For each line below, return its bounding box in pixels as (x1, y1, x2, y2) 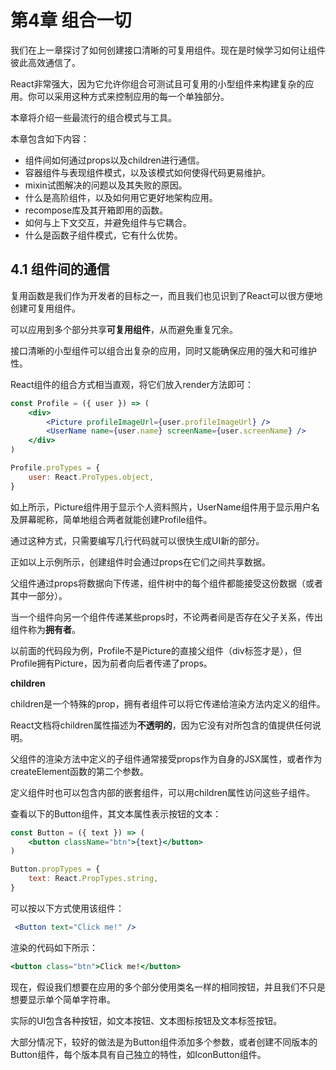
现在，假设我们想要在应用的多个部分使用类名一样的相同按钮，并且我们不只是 (10, 981, 326, 993)
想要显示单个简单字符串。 (10, 993, 116, 1005)
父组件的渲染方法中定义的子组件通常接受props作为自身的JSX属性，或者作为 (10, 752, 323, 765)
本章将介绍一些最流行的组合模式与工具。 (10, 111, 177, 123)
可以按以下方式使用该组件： (10, 902, 125, 914)
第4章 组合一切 (10, 9, 132, 32)
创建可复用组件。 (10, 302, 81, 314)
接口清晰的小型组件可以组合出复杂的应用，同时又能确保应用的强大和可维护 (10, 344, 317, 356)
